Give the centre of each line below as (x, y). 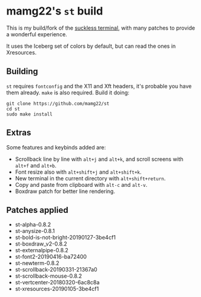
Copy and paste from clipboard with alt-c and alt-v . (81, 184)
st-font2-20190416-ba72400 (51, 257)
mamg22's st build (55, 11)
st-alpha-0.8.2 (33, 224)
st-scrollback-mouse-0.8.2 (48, 276)
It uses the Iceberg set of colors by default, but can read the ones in (91, 46)
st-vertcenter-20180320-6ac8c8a (57, 282)
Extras (19, 133)
